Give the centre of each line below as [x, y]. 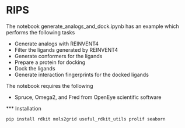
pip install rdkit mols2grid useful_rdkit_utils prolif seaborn [86, 119]
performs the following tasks [41, 32]
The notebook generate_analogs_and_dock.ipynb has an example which [92, 26]
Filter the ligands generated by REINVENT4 [66, 49]
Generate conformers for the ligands [58, 56]
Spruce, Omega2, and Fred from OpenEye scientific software [88, 97]
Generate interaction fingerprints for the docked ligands [81, 74]
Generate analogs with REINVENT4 [57, 44]
